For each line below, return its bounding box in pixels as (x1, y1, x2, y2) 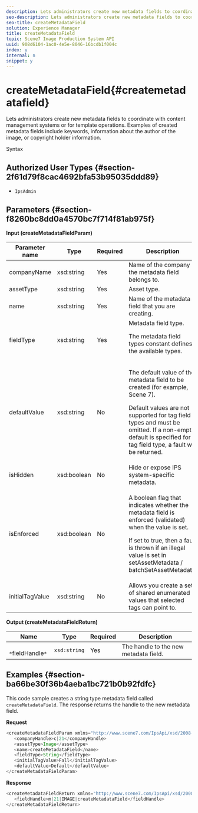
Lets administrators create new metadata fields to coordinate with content (6, 116, 186, 123)
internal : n (6, 52, 35, 58)
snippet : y (6, 58, 33, 64)
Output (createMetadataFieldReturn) (6, 618, 98, 626)
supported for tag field (128, 411, 191, 419)
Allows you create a (128, 581, 183, 590)
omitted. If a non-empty (128, 426, 196, 434)
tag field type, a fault (128, 440, 186, 449)
